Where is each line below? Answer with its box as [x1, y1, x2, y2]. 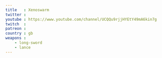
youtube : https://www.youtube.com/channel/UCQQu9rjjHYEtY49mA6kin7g [5, 17, 157, 22]
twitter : [5, 12, 27, 17]
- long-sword [14, 40, 43, 45]
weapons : [5, 36, 27, 41]
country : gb [5, 31, 33, 36]
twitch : [5, 21, 27, 27]
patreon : [5, 26, 27, 31]
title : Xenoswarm [5, 7, 50, 13]
